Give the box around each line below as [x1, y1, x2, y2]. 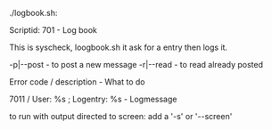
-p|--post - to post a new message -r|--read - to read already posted [9, 60, 264, 69]
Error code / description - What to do [9, 77, 145, 87]
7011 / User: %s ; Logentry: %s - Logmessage [9, 93, 177, 104]
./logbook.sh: [9, 8, 58, 18]
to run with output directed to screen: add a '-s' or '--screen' [9, 111, 233, 121]
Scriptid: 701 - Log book [9, 25, 98, 35]
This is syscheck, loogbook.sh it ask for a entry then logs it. [9, 42, 228, 53]
